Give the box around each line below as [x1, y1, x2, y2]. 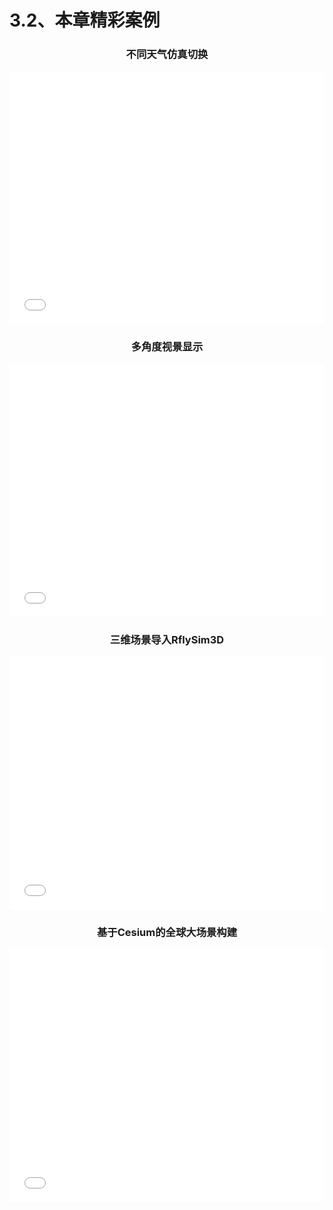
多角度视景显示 [130, 340, 204, 354]
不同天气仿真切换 [125, 47, 209, 61]
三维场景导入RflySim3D [109, 632, 225, 646]
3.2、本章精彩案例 [9, 9, 161, 32]
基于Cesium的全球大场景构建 [96, 926, 238, 939]
